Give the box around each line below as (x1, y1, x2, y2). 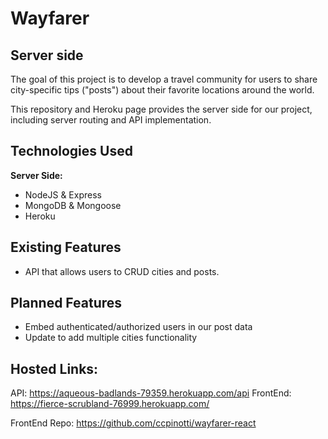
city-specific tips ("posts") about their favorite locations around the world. (10, 84, 315, 96)
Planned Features (10, 295, 123, 312)
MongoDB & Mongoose (24, 199, 122, 211)
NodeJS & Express (24, 188, 102, 201)
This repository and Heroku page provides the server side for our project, (10, 103, 313, 115)
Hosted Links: (10, 360, 99, 377)
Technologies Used (10, 143, 133, 160)
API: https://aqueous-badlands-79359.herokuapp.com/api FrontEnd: (10, 387, 292, 399)
